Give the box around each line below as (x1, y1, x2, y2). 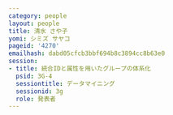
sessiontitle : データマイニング (15, 79, 115, 87)
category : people (8, 11, 67, 20)
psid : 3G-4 (15, 72, 53, 80)
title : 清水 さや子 (8, 27, 68, 35)
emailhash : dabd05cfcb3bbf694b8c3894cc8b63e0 (8, 49, 165, 57)
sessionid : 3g (15, 87, 63, 96)
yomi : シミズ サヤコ (8, 34, 71, 43)
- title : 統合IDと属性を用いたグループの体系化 (8, 65, 152, 73)
